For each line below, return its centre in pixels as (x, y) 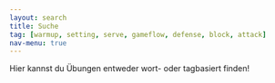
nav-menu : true (38, 43)
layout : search (38, 18)
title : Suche (34, 26)
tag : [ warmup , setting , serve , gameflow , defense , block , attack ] (138, 34)
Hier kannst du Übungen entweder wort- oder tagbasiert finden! (130, 69)
